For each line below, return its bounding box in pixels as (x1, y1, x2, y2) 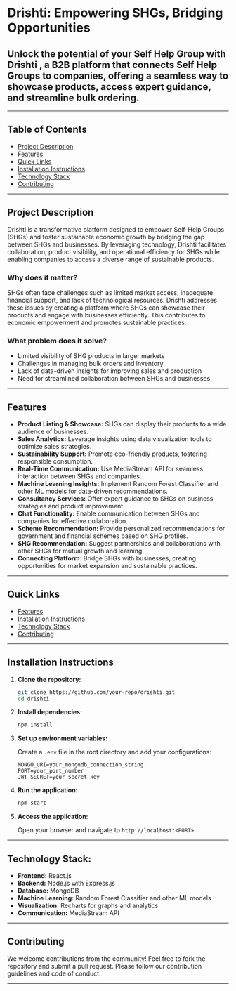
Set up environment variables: (17, 734, 108, 742)
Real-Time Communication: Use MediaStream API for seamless (17, 465, 204, 473)
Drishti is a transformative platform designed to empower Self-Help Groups (7, 225, 225, 233)
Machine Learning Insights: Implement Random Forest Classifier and (17, 480, 219, 488)
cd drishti (17, 695, 50, 702)
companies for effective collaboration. (17, 517, 128, 525)
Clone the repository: (17, 675, 81, 683)
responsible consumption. (17, 457, 93, 466)
